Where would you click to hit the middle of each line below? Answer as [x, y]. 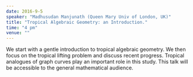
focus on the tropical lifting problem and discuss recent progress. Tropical [95, 56]
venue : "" [18, 33]
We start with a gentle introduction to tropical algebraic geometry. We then [96, 49]
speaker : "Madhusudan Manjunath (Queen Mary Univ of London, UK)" [89, 17]
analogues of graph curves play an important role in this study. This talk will [97, 62]
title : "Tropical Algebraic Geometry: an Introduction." [77, 22]
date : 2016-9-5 [25, 11]
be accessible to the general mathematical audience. [70, 68]
